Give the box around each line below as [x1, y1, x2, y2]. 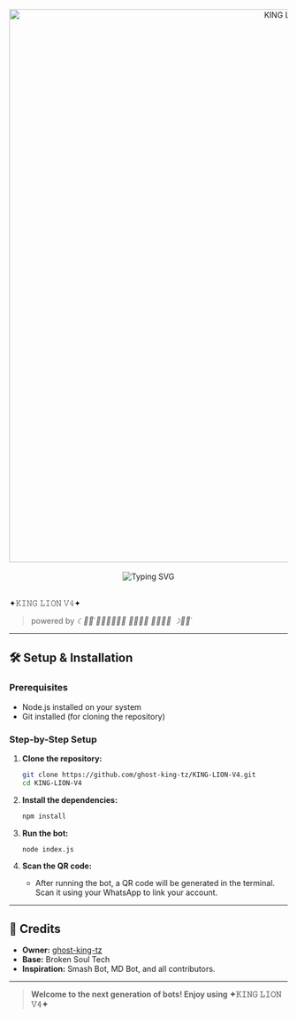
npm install [21, 812, 66, 821]
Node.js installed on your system [21, 701, 141, 712]
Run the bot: [21, 828, 69, 838]
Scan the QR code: [21, 860, 93, 871]
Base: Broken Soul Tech [21, 954, 110, 965]
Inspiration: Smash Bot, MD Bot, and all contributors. [21, 964, 216, 975]
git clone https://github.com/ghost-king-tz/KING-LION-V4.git [21, 770, 256, 779]
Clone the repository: [21, 752, 103, 764]
